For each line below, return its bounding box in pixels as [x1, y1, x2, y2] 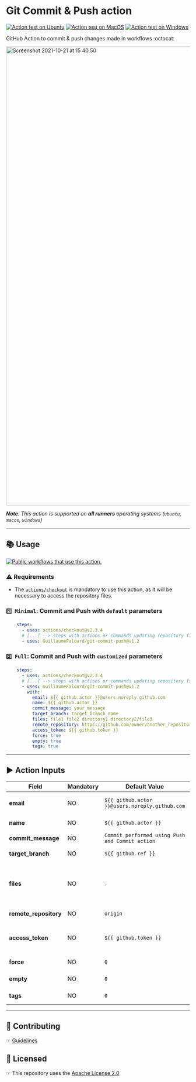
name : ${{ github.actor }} [32, 700, 98, 706]
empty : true [32, 738, 61, 744]
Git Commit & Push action [6, 4, 132, 18]
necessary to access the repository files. [14, 592, 113, 599]
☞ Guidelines [6, 1037, 38, 1044]
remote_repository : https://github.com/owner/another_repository [32, 722, 194, 728]
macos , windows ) [6, 516, 43, 523]
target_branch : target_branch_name [32, 711, 118, 717]
